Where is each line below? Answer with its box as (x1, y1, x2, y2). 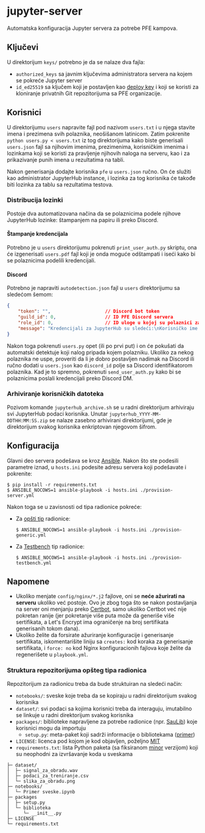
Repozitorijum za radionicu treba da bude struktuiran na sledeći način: (7, 680, 183, 687)
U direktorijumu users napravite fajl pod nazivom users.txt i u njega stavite (7, 123, 195, 131)
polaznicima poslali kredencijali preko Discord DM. (7, 374, 133, 382)
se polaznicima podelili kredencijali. (7, 257, 96, 264)
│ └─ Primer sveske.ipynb (7, 788, 75, 795)
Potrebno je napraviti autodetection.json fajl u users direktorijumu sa (7, 284, 180, 292)
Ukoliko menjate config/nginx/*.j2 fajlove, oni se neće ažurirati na (15, 593, 185, 600)
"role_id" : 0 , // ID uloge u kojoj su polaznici (18, 319, 193, 326)
